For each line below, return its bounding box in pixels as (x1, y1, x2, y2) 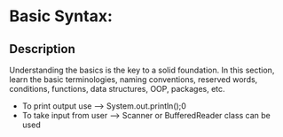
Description (9, 42, 75, 57)
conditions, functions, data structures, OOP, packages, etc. (9, 84, 225, 94)
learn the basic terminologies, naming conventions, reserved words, (9, 74, 258, 85)
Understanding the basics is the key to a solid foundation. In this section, (9, 65, 275, 75)
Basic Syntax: (9, 6, 114, 27)
